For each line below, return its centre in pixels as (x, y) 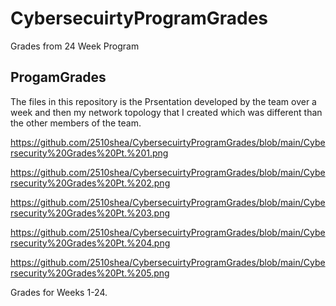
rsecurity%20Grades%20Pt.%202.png (90, 183)
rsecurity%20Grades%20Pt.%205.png (90, 273)
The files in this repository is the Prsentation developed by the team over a (163, 101)
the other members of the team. (76, 123)
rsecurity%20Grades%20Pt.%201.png (89, 153)
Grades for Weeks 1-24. (59, 292)
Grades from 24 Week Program (75, 46)
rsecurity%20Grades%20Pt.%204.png (90, 243)
